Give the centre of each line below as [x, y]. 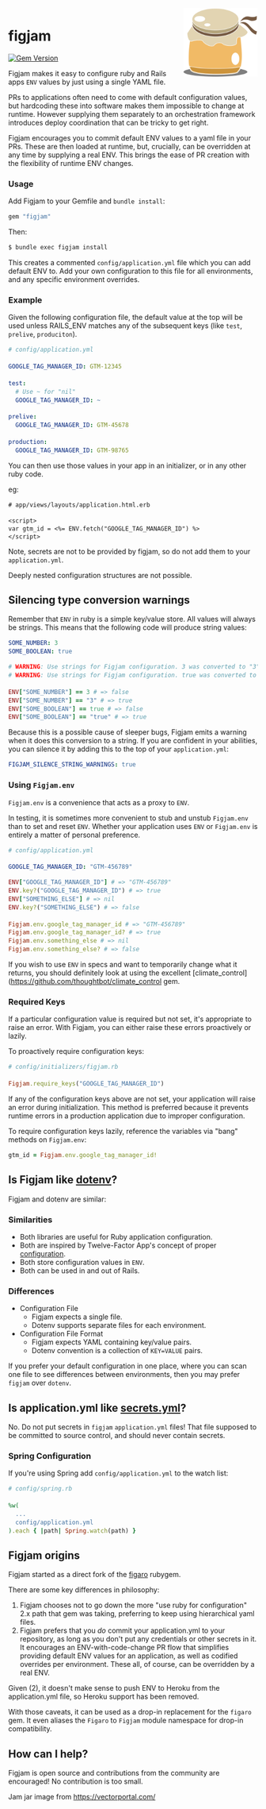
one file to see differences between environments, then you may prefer [124, 1375]
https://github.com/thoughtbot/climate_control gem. [95, 982]
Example [25, 299]
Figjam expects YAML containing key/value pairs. [112, 1342]
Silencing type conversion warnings [99, 600]
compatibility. [30, 1729]
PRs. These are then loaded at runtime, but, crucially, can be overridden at [129, 146]
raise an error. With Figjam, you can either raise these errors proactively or [130, 1028]
